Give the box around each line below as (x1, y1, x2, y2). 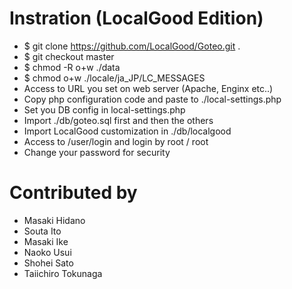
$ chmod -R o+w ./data (23, 61, 121, 73)
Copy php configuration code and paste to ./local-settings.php (23, 93, 282, 105)
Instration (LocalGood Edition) (9, 7, 264, 30)
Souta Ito (23, 225, 62, 237)
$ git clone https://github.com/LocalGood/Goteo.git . (23, 40, 241, 52)
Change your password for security (23, 146, 171, 158)
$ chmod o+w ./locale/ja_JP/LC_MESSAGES (23, 72, 206, 84)
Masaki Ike (23, 235, 69, 247)
